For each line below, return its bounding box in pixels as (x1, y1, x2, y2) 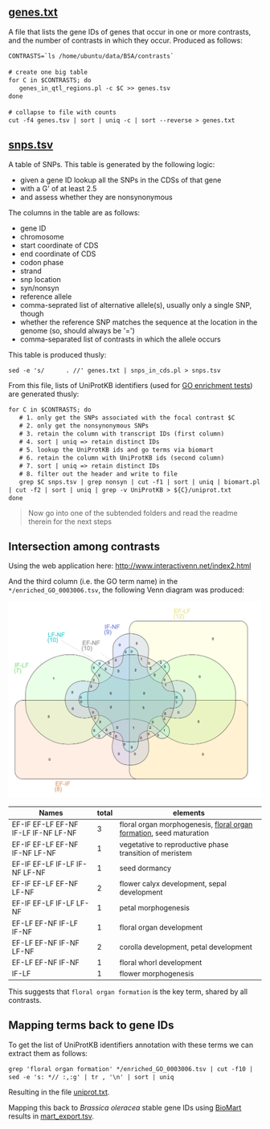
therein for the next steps (27, 517, 112, 526)
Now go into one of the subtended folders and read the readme (27, 508, 239, 517)
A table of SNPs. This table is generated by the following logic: (8, 159, 215, 169)
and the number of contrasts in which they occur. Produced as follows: (8, 35, 243, 45)
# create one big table (8, 67, 88, 76)
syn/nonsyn (19, 283, 59, 292)
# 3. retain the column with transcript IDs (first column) (18, 429, 225, 438)
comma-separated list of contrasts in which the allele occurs (19, 334, 221, 344)
